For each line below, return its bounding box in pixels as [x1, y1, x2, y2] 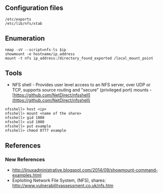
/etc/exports [5, 17, 32, 21]
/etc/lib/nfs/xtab [5, 21, 42, 26]
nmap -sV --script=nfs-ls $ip [5, 47, 67, 52]
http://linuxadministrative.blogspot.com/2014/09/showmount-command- [12, 167, 158, 173]
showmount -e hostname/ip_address [5, 51, 75, 57]
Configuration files [5, 4, 63, 12]
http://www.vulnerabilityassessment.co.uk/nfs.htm [12, 183, 113, 189]
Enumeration [5, 34, 45, 43]
